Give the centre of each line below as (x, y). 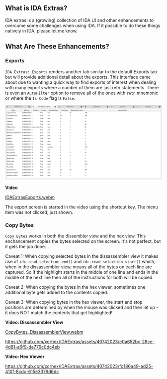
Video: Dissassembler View (34, 322)
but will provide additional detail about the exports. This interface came (78, 77)
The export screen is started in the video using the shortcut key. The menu (82, 207)
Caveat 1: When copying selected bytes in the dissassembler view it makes (82, 256)
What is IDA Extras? (36, 8)
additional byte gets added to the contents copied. (57, 292)
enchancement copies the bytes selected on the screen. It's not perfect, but (83, 241)
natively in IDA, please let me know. (42, 31)
